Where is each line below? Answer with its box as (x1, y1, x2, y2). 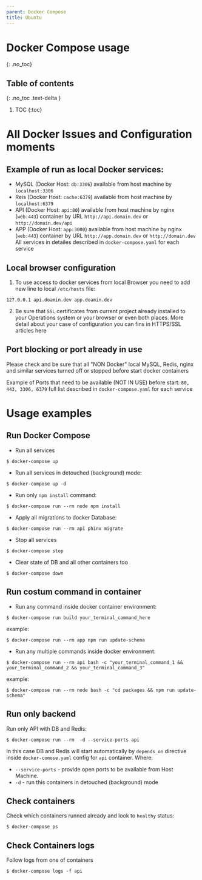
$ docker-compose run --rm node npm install (6, 503, 121, 509)
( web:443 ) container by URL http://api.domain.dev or (15, 213, 149, 220)
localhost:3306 (15, 188, 54, 194)
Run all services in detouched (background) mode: (15, 469, 142, 476)
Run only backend (6, 709, 76, 719)
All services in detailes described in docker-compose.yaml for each (15, 239, 180, 246)
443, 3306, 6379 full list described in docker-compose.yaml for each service (6, 385, 193, 392)
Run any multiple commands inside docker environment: (15, 648, 156, 655)
